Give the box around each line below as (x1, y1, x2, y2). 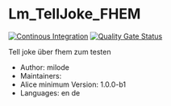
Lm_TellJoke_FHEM (8, 5, 141, 23)
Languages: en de (19, 88, 81, 97)
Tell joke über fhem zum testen (8, 47, 111, 56)
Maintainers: (19, 71, 62, 80)
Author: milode (19, 62, 70, 72)
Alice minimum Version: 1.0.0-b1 (19, 79, 127, 89)
